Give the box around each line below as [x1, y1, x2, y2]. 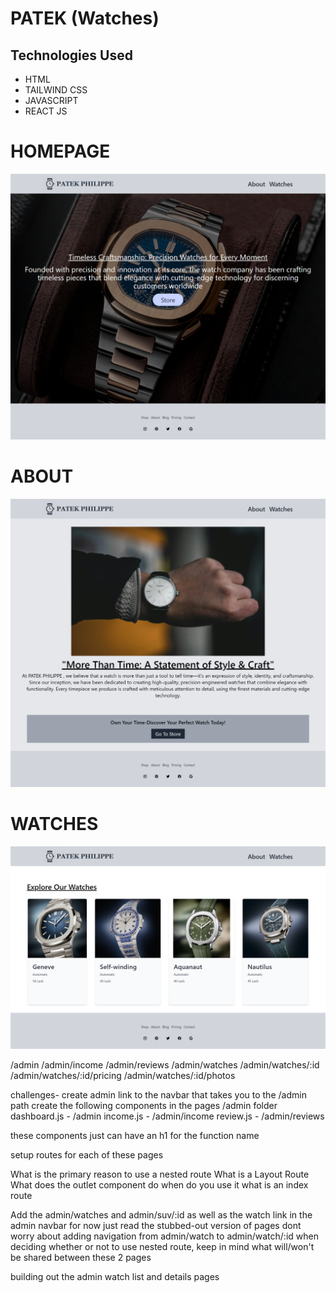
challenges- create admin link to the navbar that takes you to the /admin [10, 1089, 307, 1101]
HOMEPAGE [10, 140, 111, 163]
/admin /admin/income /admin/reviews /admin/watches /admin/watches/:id [10, 1059, 320, 1071]
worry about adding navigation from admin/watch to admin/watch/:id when [10, 1230, 319, 1242]
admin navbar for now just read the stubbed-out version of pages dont [10, 1220, 302, 1232]
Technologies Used [10, 47, 133, 64]
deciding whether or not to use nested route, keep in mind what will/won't [10, 1241, 315, 1253]
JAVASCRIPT [24, 95, 79, 106]
